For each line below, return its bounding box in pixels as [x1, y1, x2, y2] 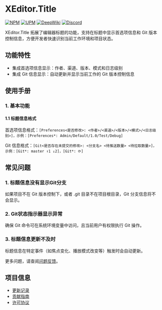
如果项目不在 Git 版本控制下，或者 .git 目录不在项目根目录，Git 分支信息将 [5, 191, 152, 197]
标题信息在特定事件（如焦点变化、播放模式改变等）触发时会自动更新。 [5, 248, 146, 254]
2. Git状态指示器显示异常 [5, 210, 63, 217]
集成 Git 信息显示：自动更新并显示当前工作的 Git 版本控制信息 [12, 71, 135, 77]
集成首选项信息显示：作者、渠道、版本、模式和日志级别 [12, 65, 123, 71]
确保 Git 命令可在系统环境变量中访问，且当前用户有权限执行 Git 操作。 [5, 223, 145, 228]
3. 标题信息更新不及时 [5, 236, 56, 242]
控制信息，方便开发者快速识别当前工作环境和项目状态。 [5, 35, 115, 41]
